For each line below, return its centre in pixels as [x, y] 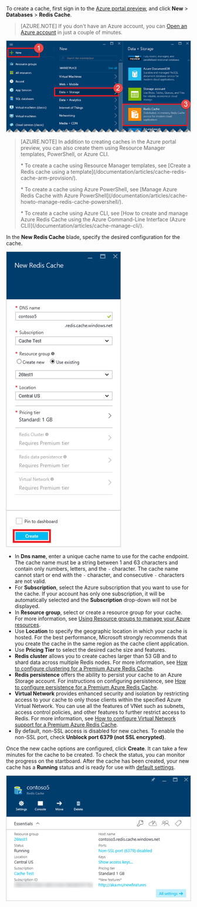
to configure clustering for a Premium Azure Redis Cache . [84, 669]
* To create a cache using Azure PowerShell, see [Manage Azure [99, 190]
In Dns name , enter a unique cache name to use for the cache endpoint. [101, 557]
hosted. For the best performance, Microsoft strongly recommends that [101, 638]
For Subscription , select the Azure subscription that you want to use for [101, 588]
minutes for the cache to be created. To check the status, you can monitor [96, 755]
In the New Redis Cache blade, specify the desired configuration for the [93, 237]
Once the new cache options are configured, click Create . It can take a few [97, 748]
